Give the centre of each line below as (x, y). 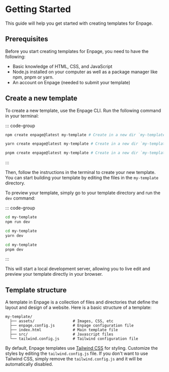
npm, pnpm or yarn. (33, 77)
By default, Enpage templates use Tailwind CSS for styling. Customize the (81, 348)
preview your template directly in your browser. (54, 274)
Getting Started (38, 9)
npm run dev (18, 222)
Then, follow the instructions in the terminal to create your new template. (80, 172)
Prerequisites (27, 39)
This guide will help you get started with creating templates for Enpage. (79, 23)
